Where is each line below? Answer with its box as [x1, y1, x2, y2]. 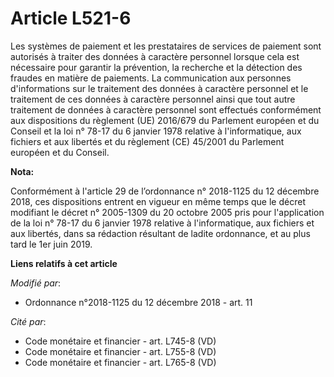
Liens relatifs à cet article [10, 257, 118, 269]
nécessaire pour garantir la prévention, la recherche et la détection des [10, 61, 303, 73]
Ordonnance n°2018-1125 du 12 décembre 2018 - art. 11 [24, 296, 253, 308]
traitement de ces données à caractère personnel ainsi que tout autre [10, 93, 296, 105]
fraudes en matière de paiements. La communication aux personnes [10, 72, 292, 84]
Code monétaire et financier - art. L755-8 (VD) [24, 345, 217, 357]
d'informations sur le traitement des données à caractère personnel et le [10, 82, 309, 94]
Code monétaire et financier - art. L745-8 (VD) [24, 335, 217, 347]
